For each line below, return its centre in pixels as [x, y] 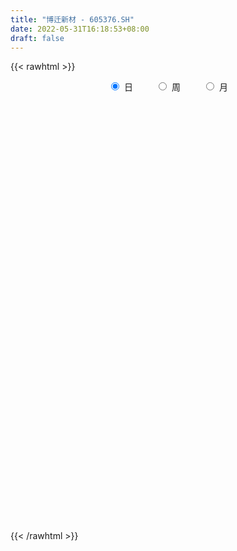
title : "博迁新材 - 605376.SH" [72, 19]
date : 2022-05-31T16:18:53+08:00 [80, 29]
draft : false [37, 38]
